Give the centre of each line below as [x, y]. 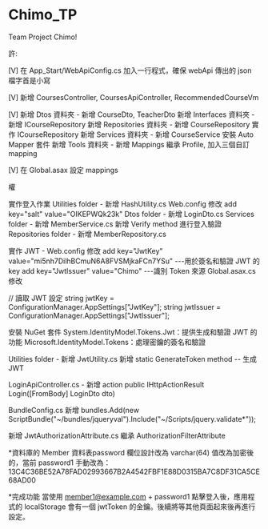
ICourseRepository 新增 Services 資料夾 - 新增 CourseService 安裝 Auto [136, 134]
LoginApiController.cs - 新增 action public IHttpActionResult [106, 384]
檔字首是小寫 [29, 80]
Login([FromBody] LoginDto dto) [62, 393]
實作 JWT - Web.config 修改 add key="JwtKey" [86, 250]
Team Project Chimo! [43, 37]
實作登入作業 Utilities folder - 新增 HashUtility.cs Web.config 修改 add [123, 204]
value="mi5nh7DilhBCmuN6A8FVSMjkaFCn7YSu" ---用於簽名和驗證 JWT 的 [134, 261]
